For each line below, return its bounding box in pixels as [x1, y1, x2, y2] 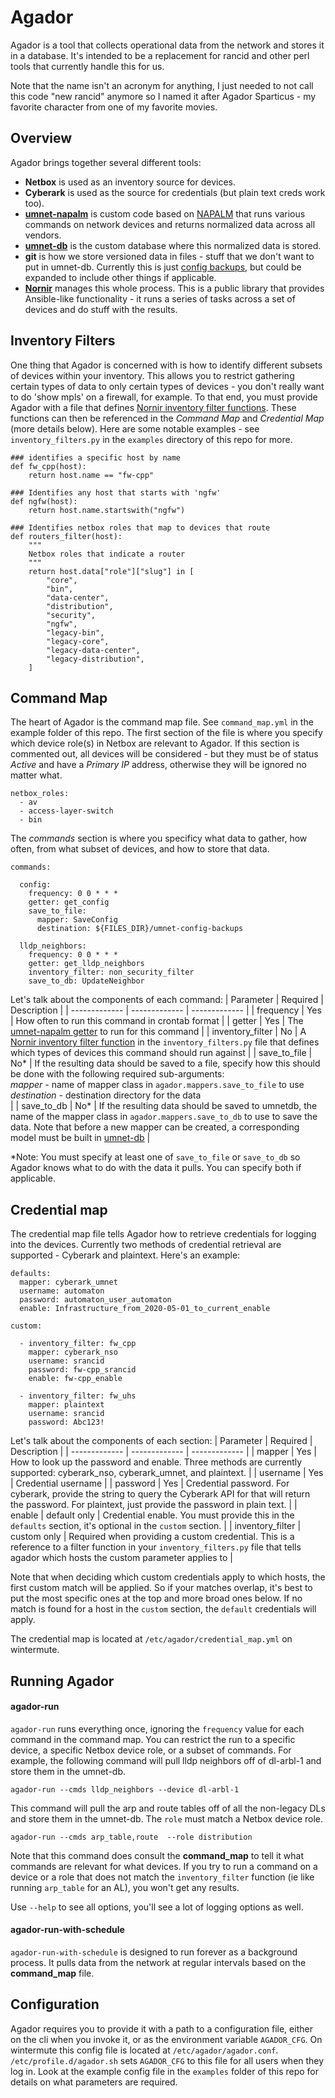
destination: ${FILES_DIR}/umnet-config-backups [36, 924, 244, 934]
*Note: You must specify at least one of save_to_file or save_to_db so [10, 1151, 301, 1163]
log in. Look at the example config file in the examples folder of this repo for [10, 2065, 320, 2077]
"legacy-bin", [46, 627, 105, 638]
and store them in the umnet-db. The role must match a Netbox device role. [10, 1812, 324, 1825]
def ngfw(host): [10, 496, 78, 506]
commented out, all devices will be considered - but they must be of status [10, 748, 319, 760]
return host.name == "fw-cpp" [28, 470, 155, 480]
